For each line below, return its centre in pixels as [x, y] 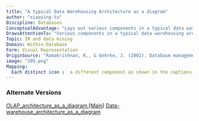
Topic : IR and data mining [39, 39]
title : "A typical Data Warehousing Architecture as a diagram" [87, 12]
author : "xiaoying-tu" [34, 17]
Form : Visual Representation [42, 50]
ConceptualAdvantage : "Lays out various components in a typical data [95, 28]
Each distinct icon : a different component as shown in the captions [102, 72]
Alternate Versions [34, 93]
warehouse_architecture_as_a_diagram [53, 112]
